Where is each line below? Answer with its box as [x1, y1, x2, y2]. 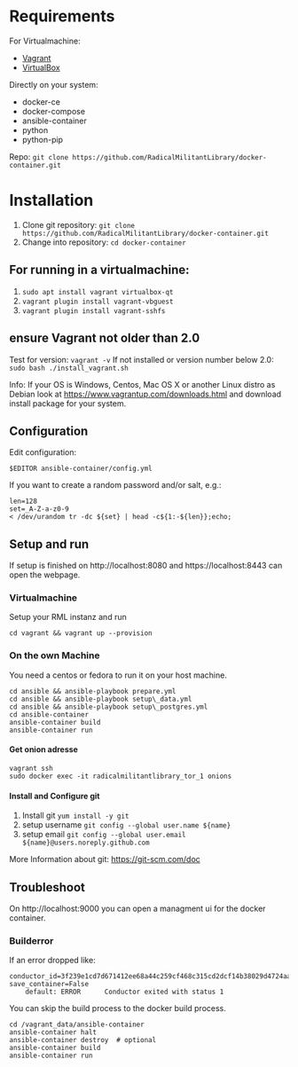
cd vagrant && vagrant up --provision [9, 629, 153, 638]
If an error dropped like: [9, 955, 96, 966]
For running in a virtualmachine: [9, 263, 190, 278]
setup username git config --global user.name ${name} [21, 820, 231, 830]
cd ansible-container [9, 710, 90, 719]
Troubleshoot [9, 880, 86, 895]
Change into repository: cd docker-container [21, 237, 186, 247]
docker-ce [21, 96, 60, 107]
